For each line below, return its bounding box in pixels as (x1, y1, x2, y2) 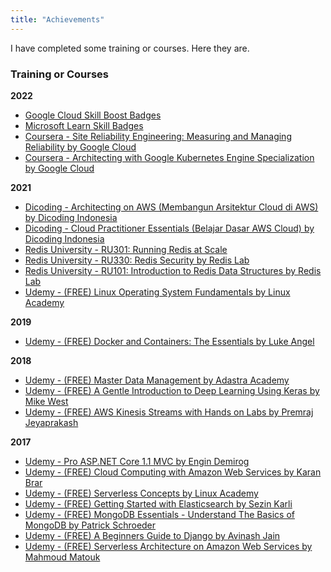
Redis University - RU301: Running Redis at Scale (24, 243, 228, 255)
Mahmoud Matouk (24, 551, 101, 563)
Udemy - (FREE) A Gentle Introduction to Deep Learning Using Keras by (24, 384, 320, 396)
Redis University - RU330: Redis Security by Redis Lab (24, 254, 250, 266)
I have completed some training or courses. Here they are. (10, 42, 250, 54)
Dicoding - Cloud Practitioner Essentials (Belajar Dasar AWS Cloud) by (24, 222, 315, 234)
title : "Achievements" (10, 14, 105, 25)
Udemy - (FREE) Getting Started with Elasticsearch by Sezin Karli (24, 497, 293, 510)
